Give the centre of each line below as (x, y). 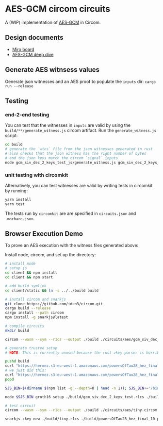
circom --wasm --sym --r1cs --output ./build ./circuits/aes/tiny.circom (81, 410)
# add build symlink (26, 286)
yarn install (18, 199)
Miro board (23, 49)
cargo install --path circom (34, 313)
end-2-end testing (27, 115)
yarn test (15, 204)
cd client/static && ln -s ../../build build (52, 290)
